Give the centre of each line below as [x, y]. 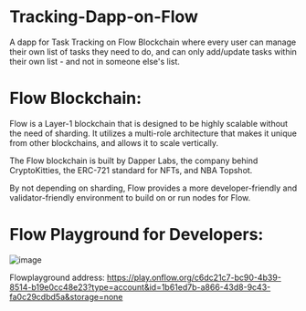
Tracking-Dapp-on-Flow [104, 17]
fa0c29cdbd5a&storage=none [66, 296]
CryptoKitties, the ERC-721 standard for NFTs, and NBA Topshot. [131, 170]
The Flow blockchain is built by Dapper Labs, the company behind [134, 161]
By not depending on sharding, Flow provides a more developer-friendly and [153, 188]
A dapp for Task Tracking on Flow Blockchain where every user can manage [153, 42]
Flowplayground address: [57, 277]
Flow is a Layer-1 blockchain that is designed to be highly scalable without [149, 123]
